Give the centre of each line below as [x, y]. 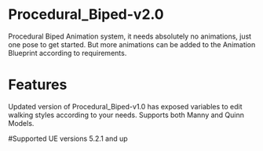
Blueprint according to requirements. [68, 53]
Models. [21, 123]
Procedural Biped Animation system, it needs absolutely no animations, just [130, 36]
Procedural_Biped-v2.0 [86, 15]
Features [38, 85]
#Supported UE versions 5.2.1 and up [68, 138]
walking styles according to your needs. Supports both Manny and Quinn [126, 115]
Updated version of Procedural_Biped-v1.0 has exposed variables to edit [125, 106]
